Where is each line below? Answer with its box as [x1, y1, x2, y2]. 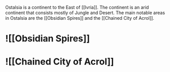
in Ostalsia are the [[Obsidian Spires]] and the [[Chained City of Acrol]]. [5, 15, 155, 21]
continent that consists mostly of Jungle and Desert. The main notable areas [5, 10, 165, 16]
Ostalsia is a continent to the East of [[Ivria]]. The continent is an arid [5, 5, 149, 10]
